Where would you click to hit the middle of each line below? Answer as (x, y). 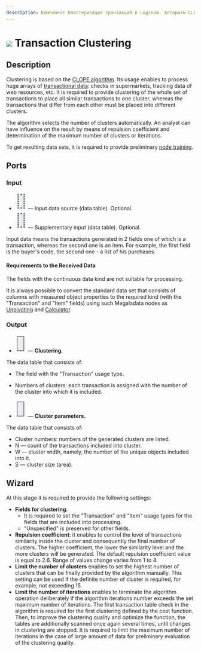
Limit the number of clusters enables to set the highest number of (97, 566)
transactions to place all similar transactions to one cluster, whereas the (95, 98)
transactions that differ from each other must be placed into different (91, 105)
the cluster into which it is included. (59, 391)
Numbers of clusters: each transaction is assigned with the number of (101, 385)
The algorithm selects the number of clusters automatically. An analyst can (98, 123)
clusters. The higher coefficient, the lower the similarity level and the (99, 547)
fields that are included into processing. (73, 522)
